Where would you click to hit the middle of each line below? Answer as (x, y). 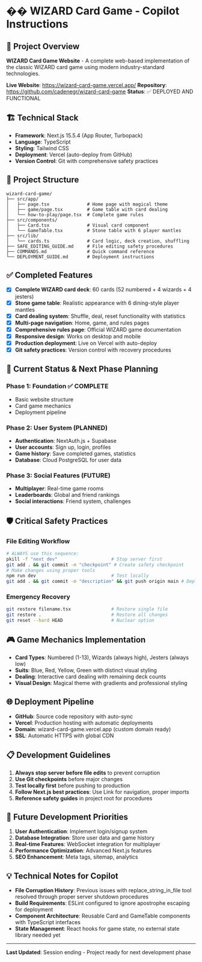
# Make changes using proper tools (51, 570)
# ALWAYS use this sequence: (43, 553)
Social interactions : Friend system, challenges (73, 501)
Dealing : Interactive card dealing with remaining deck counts (90, 677)
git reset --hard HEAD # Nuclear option (80, 621)
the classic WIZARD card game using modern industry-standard (85, 67)
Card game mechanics (43, 406)
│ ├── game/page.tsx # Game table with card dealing (87, 209)
